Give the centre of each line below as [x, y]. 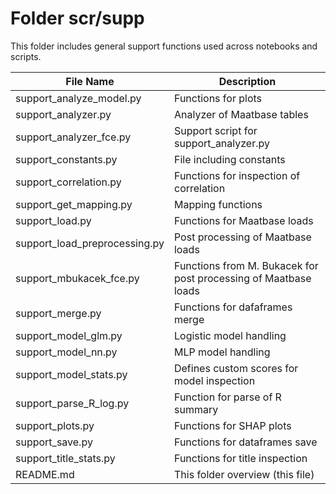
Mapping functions [218, 204]
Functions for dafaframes [233, 307]
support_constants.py [66, 159]
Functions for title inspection [240, 458]
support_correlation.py [68, 182]
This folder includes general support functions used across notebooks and [164, 46]
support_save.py [54, 442]
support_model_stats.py [71, 374]
